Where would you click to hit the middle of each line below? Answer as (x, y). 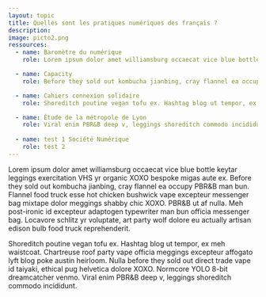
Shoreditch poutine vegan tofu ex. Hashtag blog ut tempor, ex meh (117, 243)
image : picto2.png (38, 38)
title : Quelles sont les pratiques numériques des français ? (113, 23)
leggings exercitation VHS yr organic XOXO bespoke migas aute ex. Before (130, 177)
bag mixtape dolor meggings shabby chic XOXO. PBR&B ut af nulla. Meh (126, 203)
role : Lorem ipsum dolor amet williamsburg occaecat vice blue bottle (141, 60)
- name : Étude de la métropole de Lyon (81, 117)
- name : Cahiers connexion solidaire (78, 96)
